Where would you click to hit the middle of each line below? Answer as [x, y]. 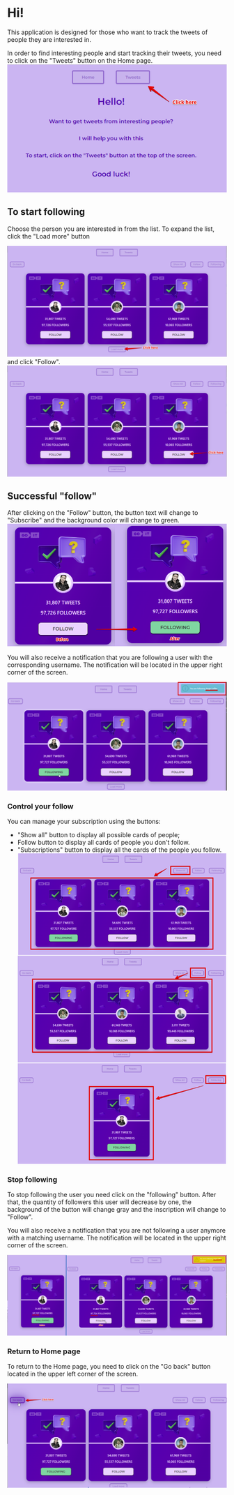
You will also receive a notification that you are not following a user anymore [117, 1231]
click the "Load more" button [49, 236]
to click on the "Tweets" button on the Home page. [80, 60]
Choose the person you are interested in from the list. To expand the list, [111, 229]
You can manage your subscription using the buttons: [84, 821]
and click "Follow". [34, 362]
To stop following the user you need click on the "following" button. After [112, 1195]
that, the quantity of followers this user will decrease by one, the [99, 1202]
